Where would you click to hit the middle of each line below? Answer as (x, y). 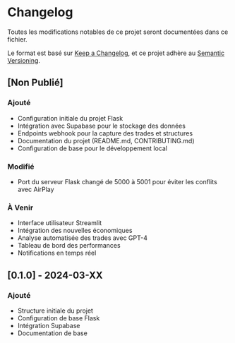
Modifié (21, 167)
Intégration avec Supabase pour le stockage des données (101, 126)
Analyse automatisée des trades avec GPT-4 (83, 238)
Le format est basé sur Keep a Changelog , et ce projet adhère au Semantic (116, 53)
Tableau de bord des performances (69, 246)
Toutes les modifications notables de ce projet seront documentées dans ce (118, 32)
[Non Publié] (35, 83)
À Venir (20, 207)
